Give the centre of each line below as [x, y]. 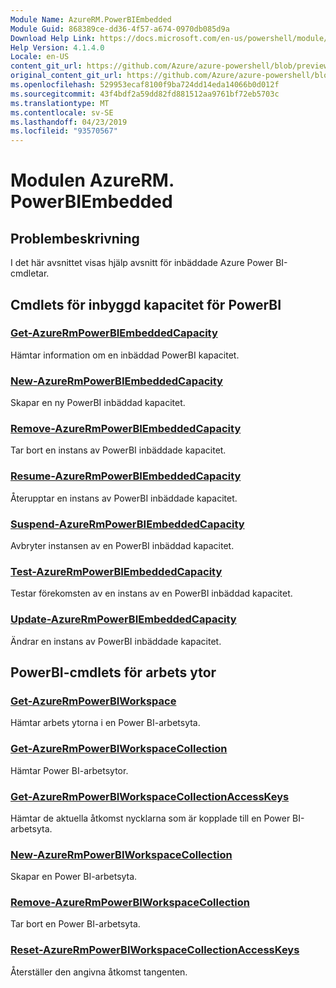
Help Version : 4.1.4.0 [57, 47]
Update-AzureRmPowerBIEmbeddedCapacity [123, 619]
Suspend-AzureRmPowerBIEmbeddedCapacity [127, 524]
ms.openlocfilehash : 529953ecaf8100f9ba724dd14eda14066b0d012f [145, 85]
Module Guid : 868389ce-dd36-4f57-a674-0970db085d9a [120, 29]
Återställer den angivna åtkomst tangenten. [99, 972]
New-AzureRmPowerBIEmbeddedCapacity [116, 381]
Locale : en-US [40, 57]
